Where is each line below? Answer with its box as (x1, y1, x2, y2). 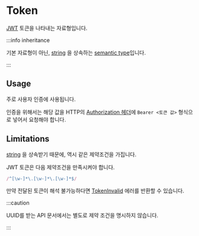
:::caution (6, 199, 30, 206)
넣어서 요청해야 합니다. (12, 116, 67, 123)
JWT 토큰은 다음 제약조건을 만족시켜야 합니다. (6, 163, 115, 171)
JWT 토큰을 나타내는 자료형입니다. (6, 24, 88, 31)
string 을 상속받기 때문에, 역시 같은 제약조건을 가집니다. (6, 151, 137, 158)
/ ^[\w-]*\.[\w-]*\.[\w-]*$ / (6, 175, 77, 182)
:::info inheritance (6, 36, 50, 44)
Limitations (6, 134, 50, 144)
